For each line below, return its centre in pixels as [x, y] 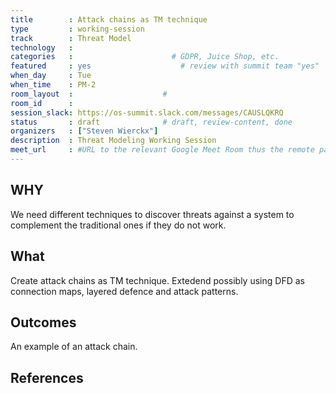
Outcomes [43, 322]
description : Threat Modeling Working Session [113, 141]
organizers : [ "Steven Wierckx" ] [84, 131]
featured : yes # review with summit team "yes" [165, 66]
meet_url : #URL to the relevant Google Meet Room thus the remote [162, 150]
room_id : [42, 103]
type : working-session [77, 29]
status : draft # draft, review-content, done [151, 122]
